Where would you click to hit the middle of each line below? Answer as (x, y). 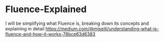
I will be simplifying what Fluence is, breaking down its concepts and (77, 23)
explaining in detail (25, 28)
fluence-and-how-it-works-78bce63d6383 (50, 34)
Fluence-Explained (46, 9)
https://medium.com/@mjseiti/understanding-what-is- (102, 28)
